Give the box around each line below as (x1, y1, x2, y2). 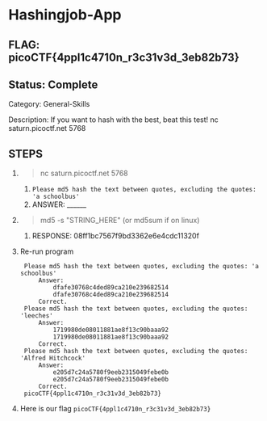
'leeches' (19, 312, 54, 320)
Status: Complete (8, 78, 98, 91)
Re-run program (19, 246, 74, 256)
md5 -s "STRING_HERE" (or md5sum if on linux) (40, 216, 200, 225)
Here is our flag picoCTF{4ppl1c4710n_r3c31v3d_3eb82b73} (19, 404, 211, 414)
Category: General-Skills (8, 99, 90, 109)
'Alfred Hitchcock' (19, 354, 86, 363)
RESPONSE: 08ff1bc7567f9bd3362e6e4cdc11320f (31, 231, 200, 241)
